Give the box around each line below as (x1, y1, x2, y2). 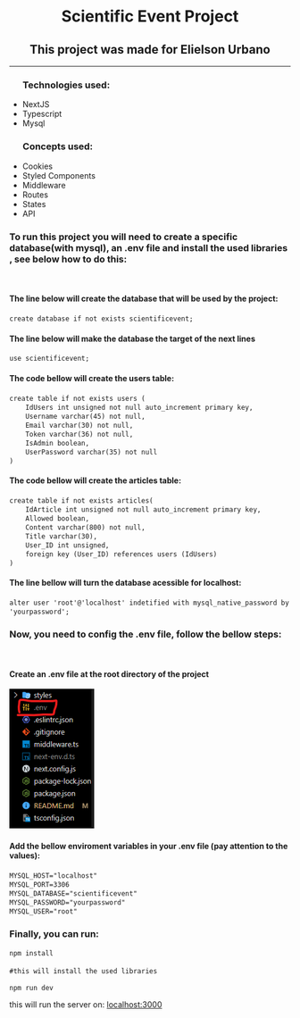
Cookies (21, 161, 54, 171)
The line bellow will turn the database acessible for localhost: (9, 578, 242, 588)
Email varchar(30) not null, (25, 421, 134, 430)
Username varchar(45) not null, (25, 412, 146, 421)
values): (9, 850, 41, 861)
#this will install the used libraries (9, 966, 158, 975)
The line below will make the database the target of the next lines (9, 333, 256, 344)
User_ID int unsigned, (25, 540, 110, 550)
